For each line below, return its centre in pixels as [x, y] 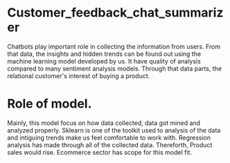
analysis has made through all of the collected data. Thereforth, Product [110, 145]
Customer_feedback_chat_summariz [115, 13]
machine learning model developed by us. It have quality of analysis [104, 61]
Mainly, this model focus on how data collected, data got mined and [104, 123]
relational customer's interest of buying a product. [79, 76]
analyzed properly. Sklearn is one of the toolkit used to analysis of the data [114, 130]
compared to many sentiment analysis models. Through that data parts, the [115, 68]
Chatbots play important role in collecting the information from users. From [114, 46]
